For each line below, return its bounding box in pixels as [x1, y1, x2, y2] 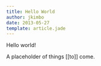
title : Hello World [6, 8, 55, 15]
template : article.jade [6, 25, 66, 32]
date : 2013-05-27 [6, 20, 50, 26]
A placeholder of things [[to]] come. [6, 53, 95, 60]
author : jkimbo [6, 14, 44, 20]
